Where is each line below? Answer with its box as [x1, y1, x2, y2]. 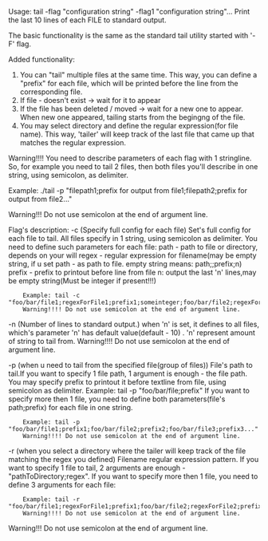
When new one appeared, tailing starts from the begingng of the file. [19, 113, 246, 122]
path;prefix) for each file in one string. [8, 403, 133, 412]
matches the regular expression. [19, 138, 126, 147]
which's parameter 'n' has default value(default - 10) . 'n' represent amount [8, 328, 255, 338]
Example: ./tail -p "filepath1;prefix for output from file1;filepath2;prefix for [8, 186, 247, 195]
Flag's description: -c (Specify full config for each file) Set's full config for [8, 225, 251, 235]
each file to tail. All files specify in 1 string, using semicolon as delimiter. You [8, 234, 258, 243]
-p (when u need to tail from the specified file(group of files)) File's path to [8, 361, 253, 369]
